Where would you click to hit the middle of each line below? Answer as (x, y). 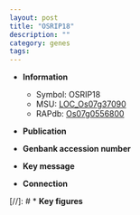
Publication (44, 131)
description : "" (40, 34)
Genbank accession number (76, 149)
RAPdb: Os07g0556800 (80, 114)
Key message (48, 166)
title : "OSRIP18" (42, 26)
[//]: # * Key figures (46, 201)
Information (45, 77)
